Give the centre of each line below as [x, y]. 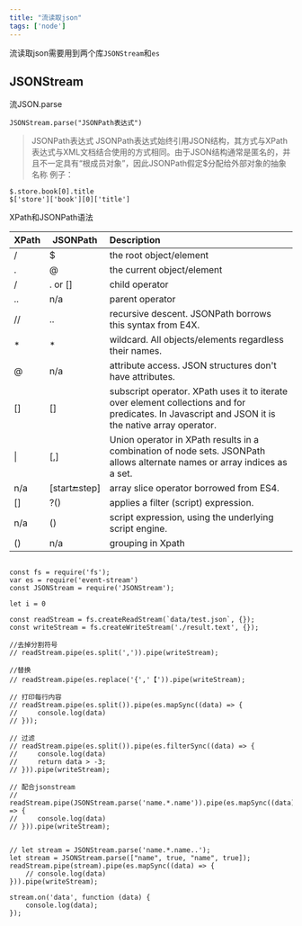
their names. [135, 351]
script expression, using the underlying [191, 517]
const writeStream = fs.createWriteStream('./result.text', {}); [134, 628]
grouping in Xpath [147, 544]
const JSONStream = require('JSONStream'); [92, 589]
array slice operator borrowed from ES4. [195, 489]
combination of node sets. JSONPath [187, 451]
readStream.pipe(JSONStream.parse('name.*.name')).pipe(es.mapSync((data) [152, 803]
